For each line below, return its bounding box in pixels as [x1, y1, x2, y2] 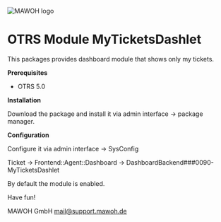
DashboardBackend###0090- [126, 158, 214, 166]
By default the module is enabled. [7, 179, 105, 187]
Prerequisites [7, 68, 48, 77]
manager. [7, 117, 35, 125]
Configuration [7, 131, 49, 139]
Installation [7, 95, 41, 104]
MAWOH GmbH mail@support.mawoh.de [7, 206, 127, 215]
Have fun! [7, 193, 36, 201]
